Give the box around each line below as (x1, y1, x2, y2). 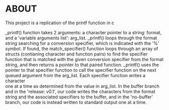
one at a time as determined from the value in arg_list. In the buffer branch (5, 83, 160, 89)
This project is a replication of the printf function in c (5, 20, 115, 26)
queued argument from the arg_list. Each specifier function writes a (5, 72, 146, 78)
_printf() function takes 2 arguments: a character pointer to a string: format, (5, 29, 162, 35)
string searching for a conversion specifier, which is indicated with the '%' (5, 40, 159, 46)
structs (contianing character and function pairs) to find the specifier (5, 51, 148, 57)
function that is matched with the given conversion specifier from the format (5, 56, 164, 62)
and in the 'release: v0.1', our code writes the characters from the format (5, 88, 155, 94)
